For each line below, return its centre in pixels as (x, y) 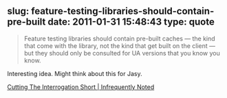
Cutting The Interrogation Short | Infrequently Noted (81, 87)
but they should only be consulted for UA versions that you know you (122, 53)
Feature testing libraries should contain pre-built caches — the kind (119, 38)
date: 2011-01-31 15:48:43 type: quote (131, 22)
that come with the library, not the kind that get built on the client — (119, 46)
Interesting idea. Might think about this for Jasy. (75, 73)
